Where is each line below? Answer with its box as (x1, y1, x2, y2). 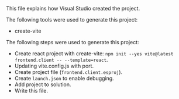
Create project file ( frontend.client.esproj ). (14, 69, 123, 75)
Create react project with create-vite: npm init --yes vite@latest (14, 50, 174, 57)
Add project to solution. (14, 81, 71, 88)
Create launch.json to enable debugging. (14, 75, 114, 82)
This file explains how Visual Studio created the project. (6, 5, 140, 12)
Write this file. (14, 87, 49, 94)
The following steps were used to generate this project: (6, 39, 139, 45)
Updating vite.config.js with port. (14, 62, 94, 69)
